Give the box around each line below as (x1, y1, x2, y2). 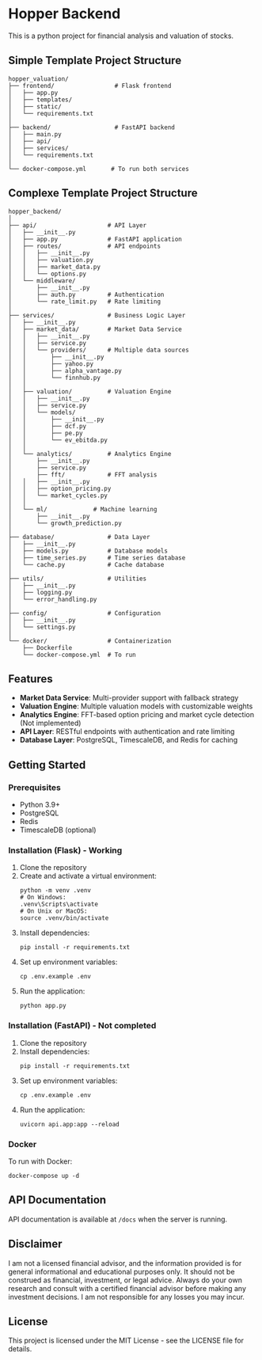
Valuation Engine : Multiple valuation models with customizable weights (19, 701, 253, 711)
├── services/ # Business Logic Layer (8, 311, 186, 319)
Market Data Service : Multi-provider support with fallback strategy (19, 693, 239, 703)
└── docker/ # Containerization (8, 636, 172, 645)
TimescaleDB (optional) (19, 825, 97, 835)
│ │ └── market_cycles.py (8, 492, 108, 500)
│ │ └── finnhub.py (8, 374, 101, 382)
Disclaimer (8, 1237, 63, 1251)
